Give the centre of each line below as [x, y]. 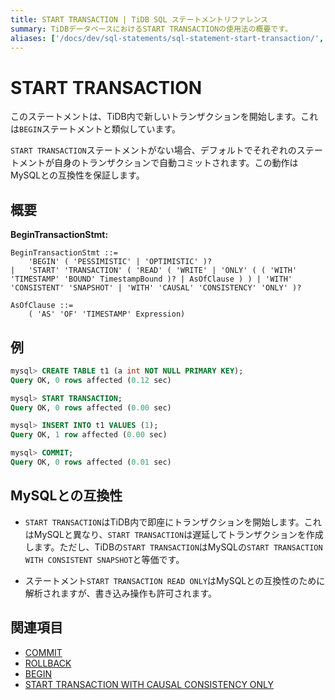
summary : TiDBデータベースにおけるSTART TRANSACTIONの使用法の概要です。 [151, 29]
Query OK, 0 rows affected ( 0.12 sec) [91, 380]
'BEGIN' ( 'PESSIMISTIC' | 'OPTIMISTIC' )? [120, 262]
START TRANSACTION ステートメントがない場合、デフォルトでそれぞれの [153, 150]
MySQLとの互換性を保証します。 [77, 175]
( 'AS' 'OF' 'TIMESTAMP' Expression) [107, 314]
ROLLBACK [48, 663]
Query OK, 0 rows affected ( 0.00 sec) [91, 407]
